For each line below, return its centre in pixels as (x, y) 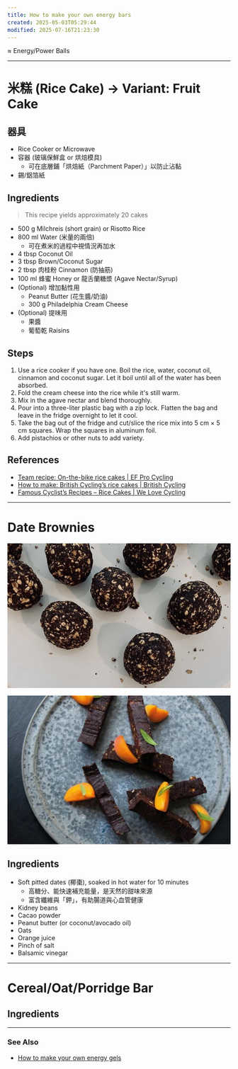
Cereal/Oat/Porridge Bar (80, 988)
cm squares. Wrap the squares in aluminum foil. (87, 430)
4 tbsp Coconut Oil (45, 254)
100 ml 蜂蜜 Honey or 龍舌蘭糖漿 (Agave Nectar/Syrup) (98, 279)
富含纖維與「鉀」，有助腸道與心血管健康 (86, 900)
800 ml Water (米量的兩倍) (56, 237)
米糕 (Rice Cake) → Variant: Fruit (104, 88)
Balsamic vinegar (43, 953)
